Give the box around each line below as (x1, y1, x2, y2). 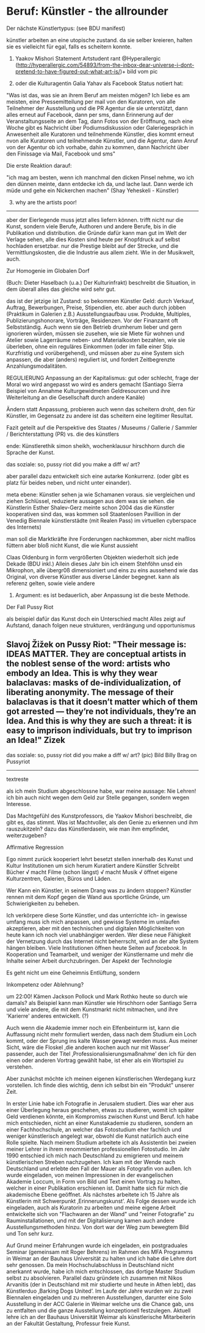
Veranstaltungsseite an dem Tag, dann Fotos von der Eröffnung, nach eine (6, 118, 193, 125)
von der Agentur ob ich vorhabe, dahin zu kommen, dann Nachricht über (6, 143, 189, 151)
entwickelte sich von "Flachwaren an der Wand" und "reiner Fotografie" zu (6, 1210, 194, 1217)
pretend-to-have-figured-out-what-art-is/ (15, 67, 121, 75)
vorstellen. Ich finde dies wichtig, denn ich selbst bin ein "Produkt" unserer (6, 1081, 195, 1089)
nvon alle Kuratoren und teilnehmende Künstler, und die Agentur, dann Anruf (6, 136, 198, 144)
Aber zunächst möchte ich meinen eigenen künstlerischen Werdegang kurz (6, 1075, 196, 1082)
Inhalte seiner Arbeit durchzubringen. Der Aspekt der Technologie (6, 957, 172, 965)
